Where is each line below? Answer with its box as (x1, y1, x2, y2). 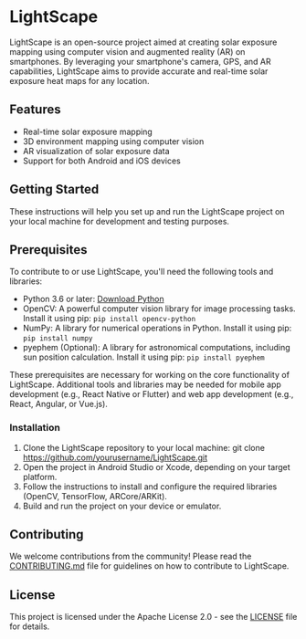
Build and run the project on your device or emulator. (22, 500, 222, 511)
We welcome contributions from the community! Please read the (9, 550, 252, 562)
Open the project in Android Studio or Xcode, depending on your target (22, 461, 290, 472)
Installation (9, 422, 61, 435)
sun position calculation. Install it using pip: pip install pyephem (22, 351, 265, 362)
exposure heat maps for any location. (9, 75, 150, 86)
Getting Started (9, 182, 100, 197)
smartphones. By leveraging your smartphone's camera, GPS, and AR (9, 56, 271, 67)
